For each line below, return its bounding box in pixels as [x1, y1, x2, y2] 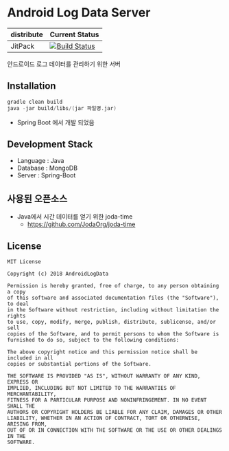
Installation [7, 80, 56, 92]
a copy [7, 288, 26, 295]
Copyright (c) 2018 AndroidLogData [7, 270, 109, 277]
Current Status [49, 30, 99, 39]
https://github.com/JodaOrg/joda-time [27, 220, 136, 228]
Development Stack [7, 138, 93, 150]
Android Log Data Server [7, 5, 151, 21]
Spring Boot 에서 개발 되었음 [16, 118, 95, 126]
